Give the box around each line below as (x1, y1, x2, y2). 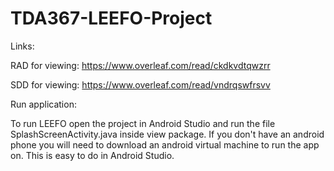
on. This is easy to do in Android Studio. (10, 149, 175, 161)
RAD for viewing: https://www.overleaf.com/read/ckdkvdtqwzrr (10, 59, 271, 71)
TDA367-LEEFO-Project (10, 7, 213, 30)
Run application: (10, 98, 77, 110)
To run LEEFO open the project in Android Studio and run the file (10, 117, 276, 129)
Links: (10, 40, 35, 52)
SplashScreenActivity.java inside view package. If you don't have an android (10, 128, 325, 140)
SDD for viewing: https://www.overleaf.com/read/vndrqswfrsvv (10, 78, 271, 91)
